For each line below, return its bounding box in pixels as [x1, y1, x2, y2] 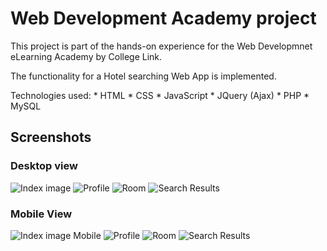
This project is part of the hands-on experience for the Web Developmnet [10, 40, 313, 52]
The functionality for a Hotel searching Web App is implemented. [10, 70, 277, 82]
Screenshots [10, 129, 92, 146]
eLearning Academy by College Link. [10, 50, 163, 62]
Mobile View [10, 207, 73, 221]
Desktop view [10, 159, 78, 173]
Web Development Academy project [10, 7, 317, 30]
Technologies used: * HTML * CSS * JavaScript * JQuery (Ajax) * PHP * [10, 89, 310, 101]
